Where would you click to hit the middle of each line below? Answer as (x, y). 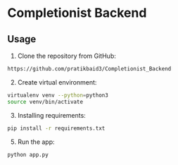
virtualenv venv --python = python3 (58, 95)
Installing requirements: (51, 115)
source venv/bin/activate (45, 102)
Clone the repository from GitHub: (66, 56)
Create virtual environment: (57, 82)
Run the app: (36, 142)
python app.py (28, 154)
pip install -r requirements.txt (56, 128)
